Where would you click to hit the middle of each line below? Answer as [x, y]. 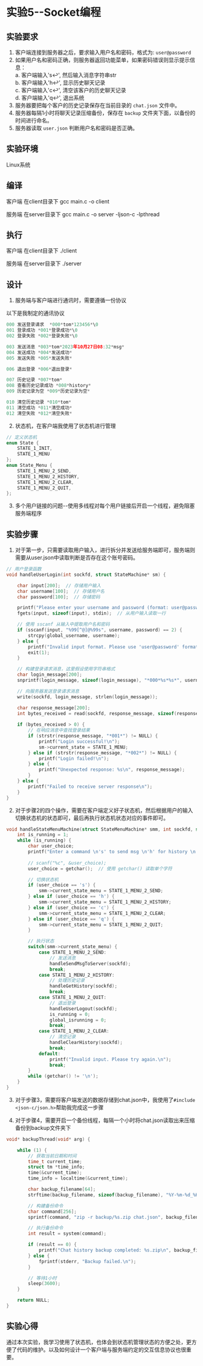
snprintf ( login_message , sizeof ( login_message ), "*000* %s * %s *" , [100, 681]
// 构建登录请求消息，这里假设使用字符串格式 [66, 669]
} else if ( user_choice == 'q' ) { [71, 919]
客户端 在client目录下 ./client [42, 251]
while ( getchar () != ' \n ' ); [63, 1076]
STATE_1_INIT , [35, 449]
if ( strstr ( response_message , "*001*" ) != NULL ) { [93, 736]
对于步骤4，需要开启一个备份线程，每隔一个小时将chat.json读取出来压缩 [105, 1120]
